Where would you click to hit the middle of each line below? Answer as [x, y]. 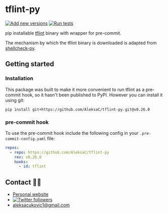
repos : [12, 147]
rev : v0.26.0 [28, 157]
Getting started [30, 64]
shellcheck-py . [21, 48]
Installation [19, 78]
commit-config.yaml [26, 139]
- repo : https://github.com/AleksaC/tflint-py [60, 152]
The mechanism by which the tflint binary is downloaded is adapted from [81, 43]
